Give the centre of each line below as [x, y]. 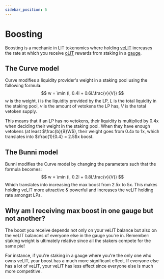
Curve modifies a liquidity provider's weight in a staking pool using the [76, 80]
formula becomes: [24, 169]
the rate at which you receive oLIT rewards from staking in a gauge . [73, 53]
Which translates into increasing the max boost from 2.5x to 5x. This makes [81, 185]
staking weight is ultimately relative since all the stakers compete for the [78, 241]
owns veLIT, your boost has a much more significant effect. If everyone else [82, 261]
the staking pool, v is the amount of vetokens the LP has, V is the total [76, 106]
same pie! [15, 246]
